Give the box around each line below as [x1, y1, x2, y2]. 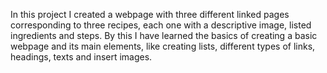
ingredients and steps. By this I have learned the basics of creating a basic [10, 30, 318, 41]
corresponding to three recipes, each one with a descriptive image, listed [10, 19, 312, 31]
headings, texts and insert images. [10, 51, 153, 63]
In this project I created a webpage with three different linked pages [10, 9, 290, 20]
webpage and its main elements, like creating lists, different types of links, [10, 40, 316, 52]
